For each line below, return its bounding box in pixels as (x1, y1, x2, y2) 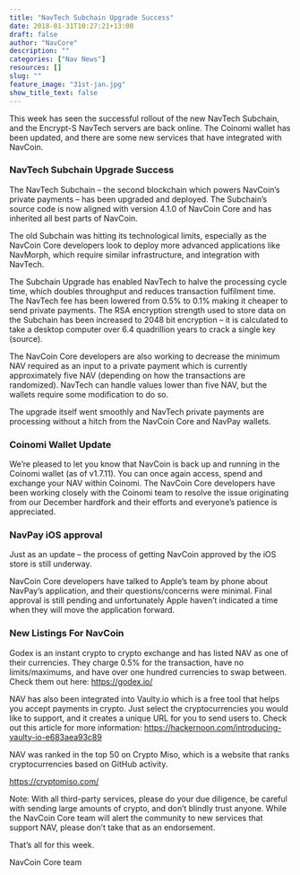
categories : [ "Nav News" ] (9, 55, 106, 64)
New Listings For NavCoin (9, 627, 124, 640)
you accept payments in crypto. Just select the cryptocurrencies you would (9, 703, 289, 713)
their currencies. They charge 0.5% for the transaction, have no (9, 657, 244, 668)
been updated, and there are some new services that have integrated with (9, 132, 282, 143)
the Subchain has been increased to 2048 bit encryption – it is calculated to (9, 314, 288, 325)
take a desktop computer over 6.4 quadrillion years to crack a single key (9, 324, 276, 335)
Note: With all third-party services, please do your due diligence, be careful (9, 793, 288, 804)
